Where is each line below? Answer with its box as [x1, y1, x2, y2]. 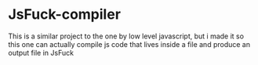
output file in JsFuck [8, 48, 74, 57]
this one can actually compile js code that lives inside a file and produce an [8, 39, 251, 49]
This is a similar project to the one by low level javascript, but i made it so [8, 31, 245, 41]
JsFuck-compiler [8, 5, 122, 23]
